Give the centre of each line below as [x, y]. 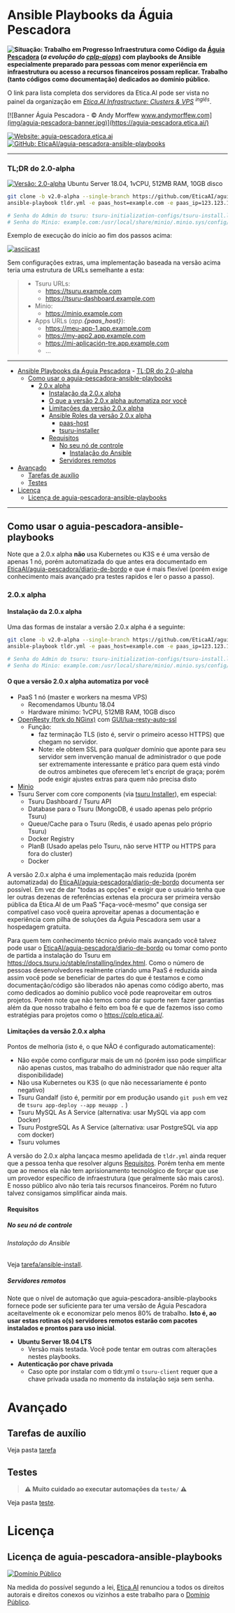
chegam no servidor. [68, 742]
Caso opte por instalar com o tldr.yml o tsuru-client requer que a [123, 1372]
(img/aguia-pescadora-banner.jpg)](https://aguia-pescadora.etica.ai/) [108, 122]
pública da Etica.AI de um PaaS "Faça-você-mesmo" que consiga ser [107, 904]
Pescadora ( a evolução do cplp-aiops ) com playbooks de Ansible [104, 57]
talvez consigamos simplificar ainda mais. [67, 1193]
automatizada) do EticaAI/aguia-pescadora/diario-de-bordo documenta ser [116, 882]
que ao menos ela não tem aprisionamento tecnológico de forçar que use [113, 1171]
